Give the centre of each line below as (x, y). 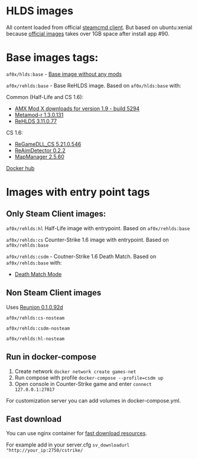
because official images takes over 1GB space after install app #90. (88, 33)
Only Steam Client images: (56, 214)
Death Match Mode (38, 274)
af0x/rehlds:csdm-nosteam (38, 328)
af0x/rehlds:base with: (34, 263)
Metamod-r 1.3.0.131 (39, 114)
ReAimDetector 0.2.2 (40, 150)
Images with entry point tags (78, 192)
